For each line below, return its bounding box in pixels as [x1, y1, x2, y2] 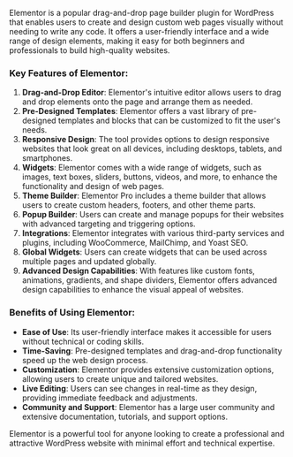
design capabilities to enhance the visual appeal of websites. [21, 285, 244, 295]
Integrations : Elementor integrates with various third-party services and [21, 228, 285, 239]
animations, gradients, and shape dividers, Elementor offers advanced [21, 275, 278, 286]
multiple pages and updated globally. [21, 256, 157, 267]
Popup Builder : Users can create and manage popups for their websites [21, 209, 284, 220]
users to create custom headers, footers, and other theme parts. [21, 200, 256, 210]
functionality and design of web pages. [21, 181, 165, 192]
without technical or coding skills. [21, 336, 144, 347]
